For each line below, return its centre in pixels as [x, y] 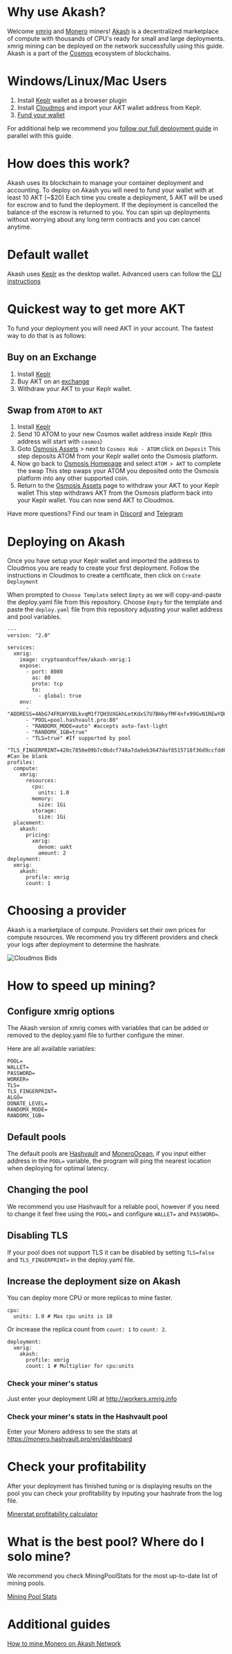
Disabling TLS [38, 1236]
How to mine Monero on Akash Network [64, 1643]
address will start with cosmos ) [59, 441]
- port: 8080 [44, 672]
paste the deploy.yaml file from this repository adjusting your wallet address [115, 609]
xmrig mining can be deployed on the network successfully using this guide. [116, 46]
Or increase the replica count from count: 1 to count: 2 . [87, 1329]
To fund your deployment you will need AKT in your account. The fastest [110, 328]
